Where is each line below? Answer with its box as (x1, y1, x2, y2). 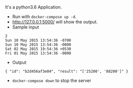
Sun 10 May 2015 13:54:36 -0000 (5, 42, 71, 47)
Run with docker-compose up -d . (12, 14, 77, 19)
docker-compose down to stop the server (12, 78, 92, 83)
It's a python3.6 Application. (5, 4, 62, 10)
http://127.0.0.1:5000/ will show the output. (12, 19, 98, 25)
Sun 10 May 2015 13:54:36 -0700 (5, 38, 71, 43)
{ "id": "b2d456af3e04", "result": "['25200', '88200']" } (5, 69, 129, 74)
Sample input (12, 24, 39, 30)
